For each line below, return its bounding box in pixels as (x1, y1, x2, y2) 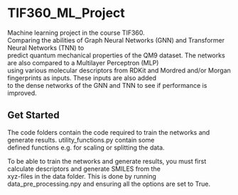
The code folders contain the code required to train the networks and (7, 128, 210, 136)
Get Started (7, 109, 60, 121)
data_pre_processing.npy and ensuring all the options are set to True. (7, 179, 211, 188)
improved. (7, 89, 37, 97)
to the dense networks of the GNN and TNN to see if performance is (7, 81, 207, 89)
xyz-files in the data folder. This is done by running (7, 172, 156, 180)
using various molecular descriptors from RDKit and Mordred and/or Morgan (7, 66, 231, 74)
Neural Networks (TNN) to (7, 43, 85, 52)
